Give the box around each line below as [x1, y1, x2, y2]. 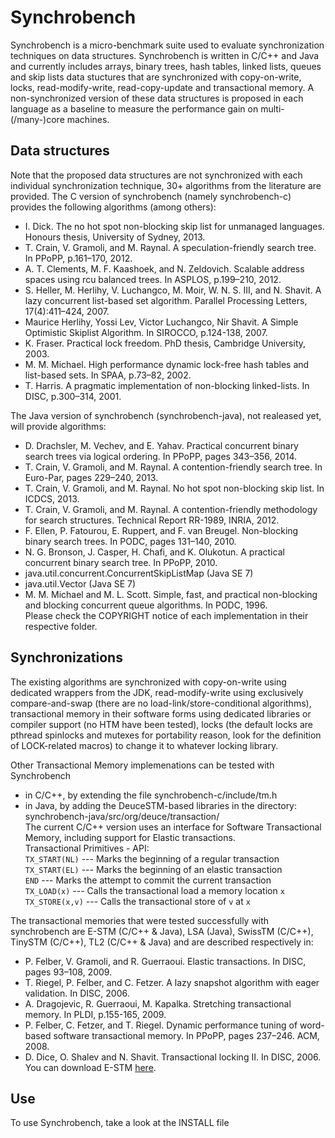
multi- [260, 102, 285, 115]
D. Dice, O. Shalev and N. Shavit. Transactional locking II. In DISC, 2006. [24, 1051, 322, 1063]
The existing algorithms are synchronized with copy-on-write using [10, 676, 287, 688]
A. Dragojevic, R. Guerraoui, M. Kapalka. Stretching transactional [24, 997, 292, 1010]
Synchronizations [10, 649, 123, 666]
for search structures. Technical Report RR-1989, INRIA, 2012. [24, 514, 280, 526]
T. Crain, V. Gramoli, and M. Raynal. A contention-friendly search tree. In [24, 461, 323, 473]
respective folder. [24, 620, 98, 632]
